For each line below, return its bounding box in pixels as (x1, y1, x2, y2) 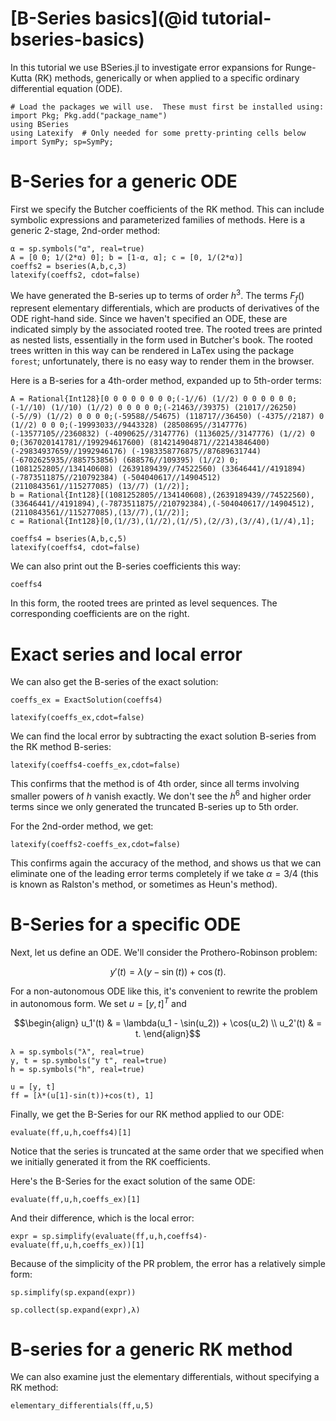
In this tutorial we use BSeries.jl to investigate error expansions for (10, 61, 283, 73)
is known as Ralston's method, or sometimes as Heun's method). (10, 878, 278, 890)
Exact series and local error (10, 643, 243, 666)
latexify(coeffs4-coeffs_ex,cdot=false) (10, 760, 182, 771)
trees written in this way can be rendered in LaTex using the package (10, 345, 295, 357)
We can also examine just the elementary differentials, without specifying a (10, 1371, 320, 1383)
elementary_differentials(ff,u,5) (10, 1401, 155, 1411)
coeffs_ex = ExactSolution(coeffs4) (10, 695, 163, 706)
